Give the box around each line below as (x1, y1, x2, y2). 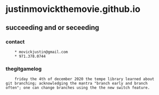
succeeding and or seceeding (5, 23, 100, 32)
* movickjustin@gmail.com (14, 49, 68, 54)
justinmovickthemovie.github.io (5, 3, 141, 15)
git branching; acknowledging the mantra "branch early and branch (5, 81, 148, 86)
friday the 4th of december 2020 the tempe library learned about (14, 77, 155, 82)
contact (5, 38, 25, 45)
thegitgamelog (5, 65, 42, 72)
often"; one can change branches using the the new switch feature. (5, 86, 150, 91)
